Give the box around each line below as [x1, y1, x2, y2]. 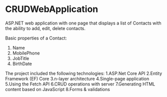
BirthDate [12, 60, 32, 66]
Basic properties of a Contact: [5, 35, 67, 41]
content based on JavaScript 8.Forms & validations [5, 86, 110, 92]
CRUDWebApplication [5, 3, 98, 15]
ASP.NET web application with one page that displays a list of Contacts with [5, 20, 161, 26]
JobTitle [12, 55, 29, 61]
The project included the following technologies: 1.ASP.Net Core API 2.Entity [5, 70, 162, 76]
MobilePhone [12, 50, 40, 56]
